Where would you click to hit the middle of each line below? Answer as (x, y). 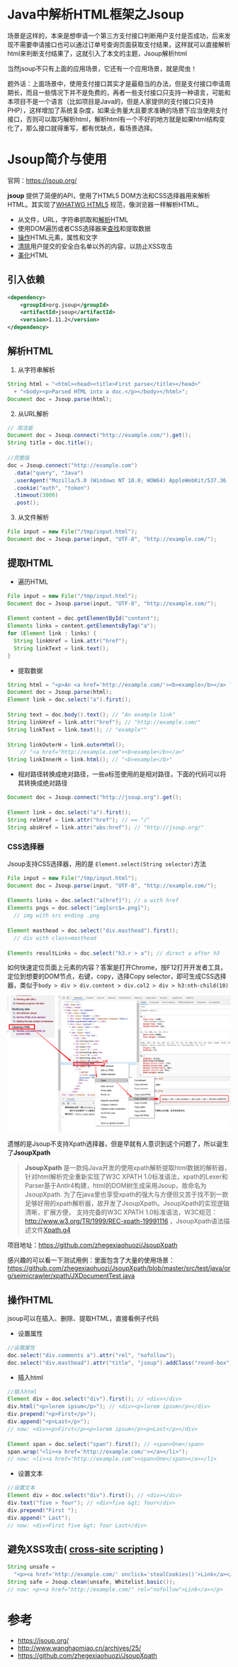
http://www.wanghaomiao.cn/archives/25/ (79, 1648)
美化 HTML (33, 255)
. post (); (27, 503)
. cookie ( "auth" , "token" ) (52, 488)
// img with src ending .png (57, 916)
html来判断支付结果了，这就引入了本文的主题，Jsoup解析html (97, 53)
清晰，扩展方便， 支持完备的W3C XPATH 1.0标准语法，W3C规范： (121, 1212)
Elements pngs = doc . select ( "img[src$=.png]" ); (79, 908)
